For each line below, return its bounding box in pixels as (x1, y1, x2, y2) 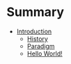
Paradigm (26, 42, 55, 50)
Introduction (16, 27, 52, 35)
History (26, 34, 48, 42)
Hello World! (26, 49, 63, 58)
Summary (6, 4, 64, 20)
